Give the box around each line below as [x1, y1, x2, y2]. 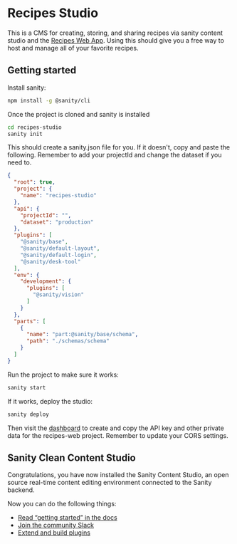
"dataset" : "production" [20, 219, 94, 226]
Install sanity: [7, 83, 46, 92]
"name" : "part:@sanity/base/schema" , [26, 331, 139, 338]
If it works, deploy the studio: [7, 397, 93, 405]
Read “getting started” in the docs [17, 513, 117, 522]
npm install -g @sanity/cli [7, 97, 91, 104]
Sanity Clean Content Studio [7, 451, 137, 464]
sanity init [7, 130, 43, 137]
